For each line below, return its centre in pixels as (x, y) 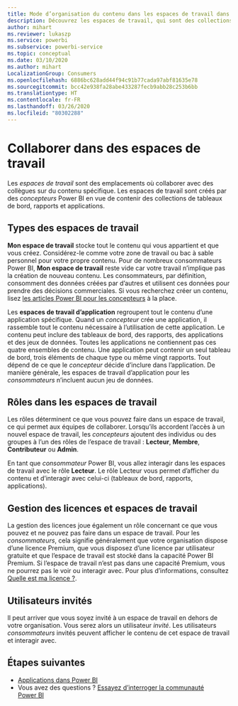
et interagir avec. (32, 640)
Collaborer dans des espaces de (104, 148)
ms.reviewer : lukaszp (39, 34)
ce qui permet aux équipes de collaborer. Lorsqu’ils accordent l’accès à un (116, 427)
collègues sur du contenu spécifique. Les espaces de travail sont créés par (117, 191)
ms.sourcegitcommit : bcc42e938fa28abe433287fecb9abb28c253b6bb (103, 87)
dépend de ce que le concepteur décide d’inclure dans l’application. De (112, 365)
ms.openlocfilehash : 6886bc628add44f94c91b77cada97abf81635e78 (103, 80)
